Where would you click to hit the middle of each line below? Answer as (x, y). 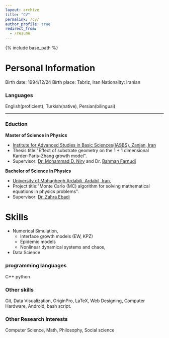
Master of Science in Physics (36, 135)
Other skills (20, 289)
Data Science (26, 253)
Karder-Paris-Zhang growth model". (50, 156)
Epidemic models (38, 242)
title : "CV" (18, 15)
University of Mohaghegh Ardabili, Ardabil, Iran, (62, 180)
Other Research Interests (36, 319)
